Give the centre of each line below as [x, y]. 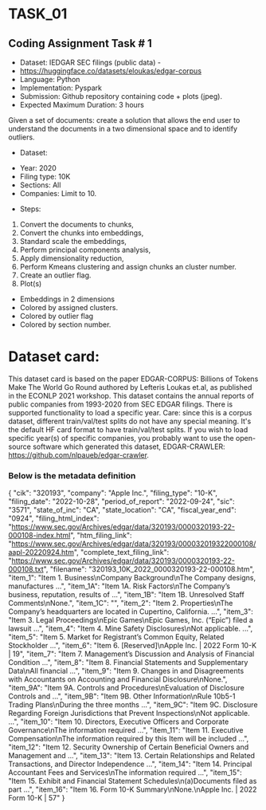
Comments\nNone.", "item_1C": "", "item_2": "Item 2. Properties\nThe [121, 604]
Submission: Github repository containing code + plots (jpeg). [121, 96]
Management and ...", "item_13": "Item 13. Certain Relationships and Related [132, 756]
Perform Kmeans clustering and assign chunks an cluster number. [128, 267]
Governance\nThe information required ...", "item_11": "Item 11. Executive [126, 730]
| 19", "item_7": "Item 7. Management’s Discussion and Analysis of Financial [131, 654]
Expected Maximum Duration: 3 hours [82, 105]
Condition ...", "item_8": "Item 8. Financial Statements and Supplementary [128, 663]
